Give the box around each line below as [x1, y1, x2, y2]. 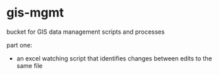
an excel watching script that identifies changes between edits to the [16, 54, 213, 63]
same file [16, 61, 43, 69]
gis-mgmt [6, 5, 65, 21]
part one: [6, 41, 32, 49]
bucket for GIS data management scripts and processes [6, 28, 165, 36]
